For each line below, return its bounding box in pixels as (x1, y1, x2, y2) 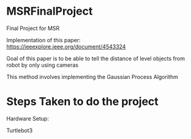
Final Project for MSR (6, 24, 60, 32)
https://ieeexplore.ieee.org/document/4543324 (6, 43, 126, 50)
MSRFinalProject (6, 4, 93, 18)
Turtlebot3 (6, 127, 33, 134)
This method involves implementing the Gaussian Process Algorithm (6, 73, 179, 80)
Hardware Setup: (6, 115, 49, 122)
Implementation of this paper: (6, 36, 81, 43)
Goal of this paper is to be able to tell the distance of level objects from (6, 54, 185, 62)
